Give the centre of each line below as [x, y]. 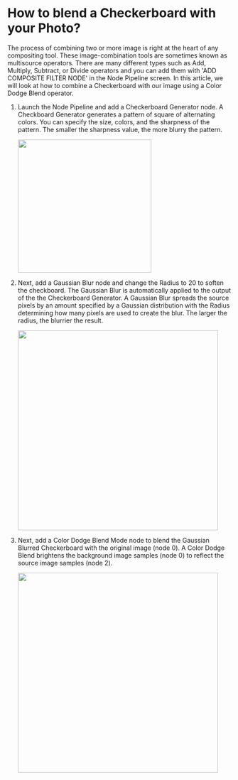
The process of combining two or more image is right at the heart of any [113, 48]
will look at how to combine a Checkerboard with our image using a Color [115, 85]
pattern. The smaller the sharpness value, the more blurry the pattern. [120, 129]
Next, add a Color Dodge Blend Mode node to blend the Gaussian [113, 540]
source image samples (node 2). [65, 563]
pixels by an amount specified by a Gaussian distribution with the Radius [124, 305]
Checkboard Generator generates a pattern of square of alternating [116, 114]
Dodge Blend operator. [40, 93]
